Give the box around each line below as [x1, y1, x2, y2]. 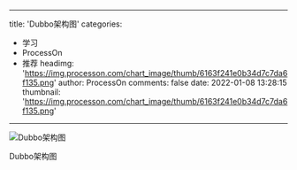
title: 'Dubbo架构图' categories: [9, 19, 123, 29]
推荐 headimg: [21, 58, 75, 68]
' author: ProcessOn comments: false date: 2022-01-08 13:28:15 [53, 77, 287, 88]
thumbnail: [21, 87, 61, 97]
